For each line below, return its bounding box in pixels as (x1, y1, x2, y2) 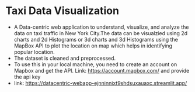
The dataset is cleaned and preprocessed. (13, 54, 116, 62)
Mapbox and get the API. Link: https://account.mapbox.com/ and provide (13, 67, 190, 74)
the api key (13, 73, 41, 80)
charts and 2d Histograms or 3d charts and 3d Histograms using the (13, 36, 179, 43)
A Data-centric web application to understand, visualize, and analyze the (13, 23, 189, 30)
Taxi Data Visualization (5, 4, 119, 18)
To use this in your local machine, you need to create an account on (13, 60, 177, 68)
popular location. (13, 48, 55, 55)
